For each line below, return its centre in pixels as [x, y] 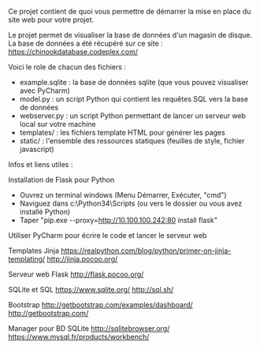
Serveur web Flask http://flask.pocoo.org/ [76, 274]
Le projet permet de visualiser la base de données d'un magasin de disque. [130, 35]
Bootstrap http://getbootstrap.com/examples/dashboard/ [100, 305]
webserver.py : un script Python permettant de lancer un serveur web [133, 116]
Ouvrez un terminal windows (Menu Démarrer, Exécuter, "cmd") [123, 195]
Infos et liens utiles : [41, 164]
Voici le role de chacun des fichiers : [67, 67]
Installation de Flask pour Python [61, 180]
